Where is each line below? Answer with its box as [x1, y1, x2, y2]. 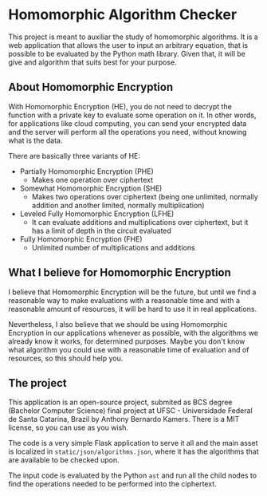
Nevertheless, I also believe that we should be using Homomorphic [8, 319, 228, 329]
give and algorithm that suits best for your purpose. [8, 57, 177, 67]
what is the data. [8, 136, 63, 145]
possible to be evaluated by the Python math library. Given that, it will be [8, 49, 245, 58]
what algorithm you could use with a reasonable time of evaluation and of [8, 344, 249, 354]
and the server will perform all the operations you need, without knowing [8, 127, 247, 136]
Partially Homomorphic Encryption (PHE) [19, 166, 154, 176]
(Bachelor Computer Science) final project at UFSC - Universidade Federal [8, 406, 253, 415]
